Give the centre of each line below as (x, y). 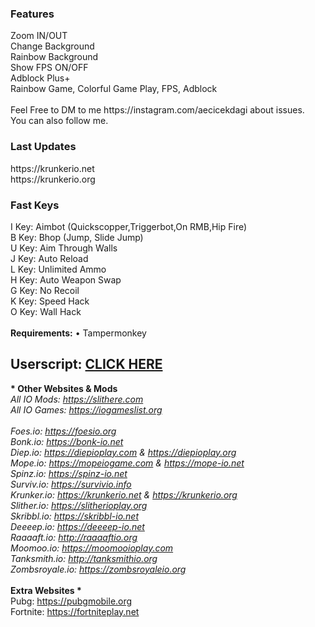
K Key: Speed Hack (50, 301)
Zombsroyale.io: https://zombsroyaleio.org (98, 569)
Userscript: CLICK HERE (86, 364)
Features (32, 14)
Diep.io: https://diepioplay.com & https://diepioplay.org (123, 452)
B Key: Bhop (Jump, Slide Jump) (77, 237)
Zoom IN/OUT (39, 36)
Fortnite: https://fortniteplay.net (75, 611)
